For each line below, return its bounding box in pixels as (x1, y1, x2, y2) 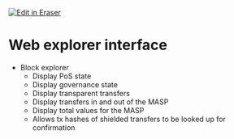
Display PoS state (32, 71, 92, 81)
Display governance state (32, 79, 118, 89)
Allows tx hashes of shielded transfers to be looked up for (32, 114, 226, 124)
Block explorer (19, 62, 69, 72)
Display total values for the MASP (32, 105, 145, 115)
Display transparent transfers (32, 88, 130, 98)
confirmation (32, 122, 76, 133)
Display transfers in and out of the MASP (32, 97, 169, 107)
